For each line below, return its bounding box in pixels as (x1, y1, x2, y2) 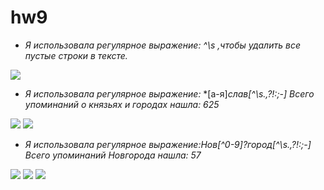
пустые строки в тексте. (24, 49, 128, 61)
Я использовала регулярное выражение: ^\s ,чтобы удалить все (24, 39, 301, 51)
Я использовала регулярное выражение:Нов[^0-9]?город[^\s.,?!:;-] (24, 138, 312, 150)
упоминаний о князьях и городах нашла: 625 (24, 98, 220, 110)
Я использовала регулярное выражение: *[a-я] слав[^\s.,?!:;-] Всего (24, 87, 315, 100)
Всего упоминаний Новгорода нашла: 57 (24, 149, 202, 161)
